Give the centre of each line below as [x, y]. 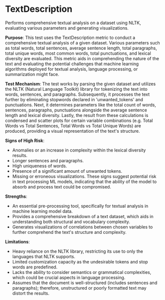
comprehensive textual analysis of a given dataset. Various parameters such [82, 42]
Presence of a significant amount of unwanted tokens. [67, 171]
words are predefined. [35, 267]
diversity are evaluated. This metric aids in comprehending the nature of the [82, 58]
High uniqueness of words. [40, 166]
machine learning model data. [42, 211]
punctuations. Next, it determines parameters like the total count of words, [81, 105]
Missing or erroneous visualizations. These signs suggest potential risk [84, 176]
